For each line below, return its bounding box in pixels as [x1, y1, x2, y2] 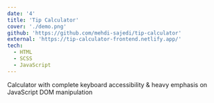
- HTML [13, 49, 33, 56]
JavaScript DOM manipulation [7, 88, 93, 96]
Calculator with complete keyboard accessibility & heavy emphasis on [7, 80, 208, 88]
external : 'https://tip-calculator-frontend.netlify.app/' [7, 36, 182, 43]
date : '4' [7, 10, 36, 17]
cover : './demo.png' [7, 23, 67, 30]
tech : [7, 42, 23, 49]
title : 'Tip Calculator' [7, 17, 79, 24]
